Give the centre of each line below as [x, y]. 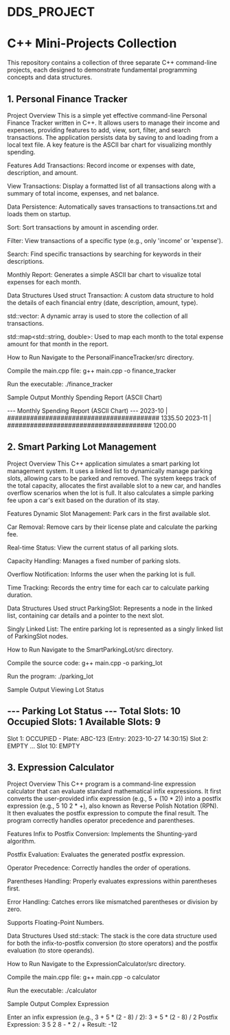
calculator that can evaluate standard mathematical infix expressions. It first [114, 791]
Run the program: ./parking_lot [50, 676]
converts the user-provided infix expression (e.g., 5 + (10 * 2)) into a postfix [114, 799]
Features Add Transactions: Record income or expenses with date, [101, 165]
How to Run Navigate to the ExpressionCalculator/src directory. [96, 964]
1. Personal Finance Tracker [68, 99]
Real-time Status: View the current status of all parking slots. [93, 547]
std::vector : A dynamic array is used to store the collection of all [97, 316]
